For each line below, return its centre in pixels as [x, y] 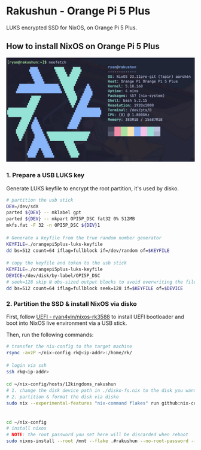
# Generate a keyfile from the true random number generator [84, 238]
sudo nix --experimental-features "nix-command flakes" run [83, 403]
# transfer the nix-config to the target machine [69, 346]
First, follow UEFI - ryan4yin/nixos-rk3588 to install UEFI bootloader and [95, 317]
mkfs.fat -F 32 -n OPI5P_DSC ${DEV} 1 [53, 226]
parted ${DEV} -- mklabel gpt [44, 213]
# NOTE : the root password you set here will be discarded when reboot [97, 435]
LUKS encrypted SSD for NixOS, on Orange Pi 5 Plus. [72, 28]
